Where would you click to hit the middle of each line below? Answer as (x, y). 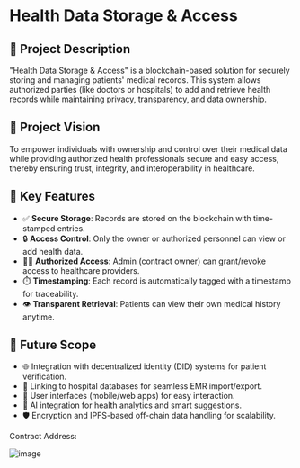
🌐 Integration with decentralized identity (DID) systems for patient (144, 366)
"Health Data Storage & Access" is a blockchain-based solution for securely (150, 70)
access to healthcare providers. (81, 270)
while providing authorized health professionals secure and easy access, (144, 158)
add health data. (53, 251)
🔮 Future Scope (53, 345)
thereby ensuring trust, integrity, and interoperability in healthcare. (132, 168)
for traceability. (50, 293)
